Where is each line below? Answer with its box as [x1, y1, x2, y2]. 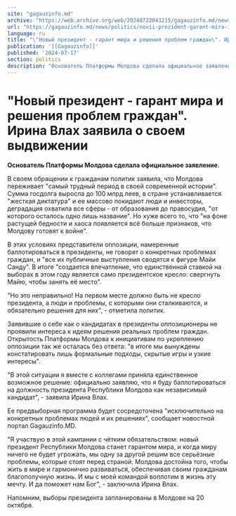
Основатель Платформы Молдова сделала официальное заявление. [7, 161, 220, 169]
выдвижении [7, 138, 88, 153]
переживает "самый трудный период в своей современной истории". [7, 182, 218, 190]
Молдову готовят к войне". [7, 226, 88, 235]
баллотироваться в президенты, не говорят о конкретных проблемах [7, 247, 216, 256]
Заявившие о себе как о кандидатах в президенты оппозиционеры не [7, 319, 218, 328]
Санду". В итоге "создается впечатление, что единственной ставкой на [7, 263, 222, 271]
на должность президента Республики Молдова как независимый [7, 385, 207, 394]
